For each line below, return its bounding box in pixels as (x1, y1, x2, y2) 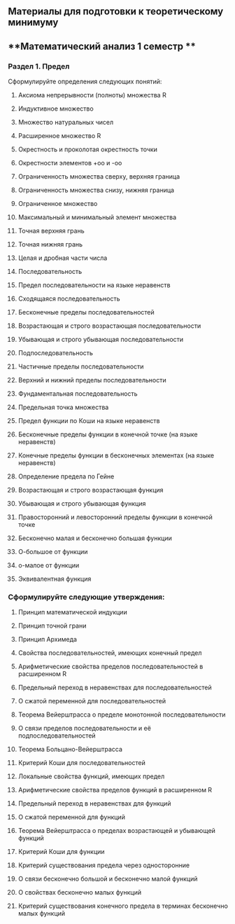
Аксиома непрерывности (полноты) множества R (17, 91, 166, 99)
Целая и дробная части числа (17, 254, 108, 262)
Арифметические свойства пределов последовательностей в (17, 662, 204, 671)
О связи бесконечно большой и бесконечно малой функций (17, 875, 198, 883)
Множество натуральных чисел (17, 118, 114, 127)
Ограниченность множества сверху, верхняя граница (17, 172, 180, 181)
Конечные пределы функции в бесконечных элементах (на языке (17, 451, 215, 460)
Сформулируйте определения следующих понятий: (8, 77, 162, 86)
